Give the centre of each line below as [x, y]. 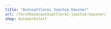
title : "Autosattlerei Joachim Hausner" [47, 10]
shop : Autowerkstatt [26, 19]
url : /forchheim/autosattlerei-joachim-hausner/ [56, 14]
